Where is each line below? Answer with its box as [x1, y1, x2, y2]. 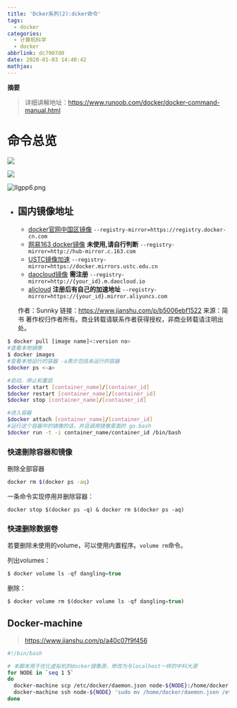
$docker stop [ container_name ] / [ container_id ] [7, 396, 147, 404]
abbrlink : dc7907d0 [7, 50, 65, 57]
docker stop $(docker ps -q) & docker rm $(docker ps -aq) [7, 506, 185, 513]
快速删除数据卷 [7, 523, 59, 533]
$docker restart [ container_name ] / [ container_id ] [7, 390, 157, 397]
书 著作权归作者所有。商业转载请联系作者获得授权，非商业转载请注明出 [17, 315, 224, 324]
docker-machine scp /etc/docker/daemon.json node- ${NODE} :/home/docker [13, 682, 229, 690]
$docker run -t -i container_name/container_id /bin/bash [7, 429, 181, 436]
